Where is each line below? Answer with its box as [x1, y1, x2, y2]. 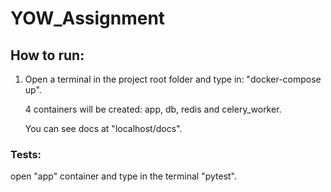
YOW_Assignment [10, 7, 166, 30]
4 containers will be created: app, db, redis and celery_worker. [24, 103, 282, 115]
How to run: [10, 47, 85, 64]
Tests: [10, 147, 42, 161]
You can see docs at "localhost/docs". [24, 123, 183, 134]
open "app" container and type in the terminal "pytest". [10, 170, 238, 182]
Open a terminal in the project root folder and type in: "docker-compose [24, 73, 322, 85]
